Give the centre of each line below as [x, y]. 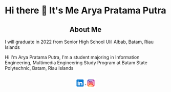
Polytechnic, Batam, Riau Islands [39, 68]
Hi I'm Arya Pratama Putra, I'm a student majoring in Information [72, 57]
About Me [85, 30]
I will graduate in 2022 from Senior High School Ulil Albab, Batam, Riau [79, 42]
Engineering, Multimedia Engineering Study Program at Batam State [76, 63]
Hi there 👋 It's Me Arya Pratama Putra [85, 11]
